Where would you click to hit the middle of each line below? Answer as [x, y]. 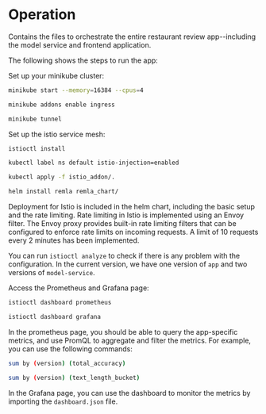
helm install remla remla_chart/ [64, 192]
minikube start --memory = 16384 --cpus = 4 [76, 90]
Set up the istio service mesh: [57, 134]
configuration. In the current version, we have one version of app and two [128, 264]
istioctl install [37, 148]
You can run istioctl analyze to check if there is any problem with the [124, 256]
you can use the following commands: [70, 349]
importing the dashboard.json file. [63, 401]
